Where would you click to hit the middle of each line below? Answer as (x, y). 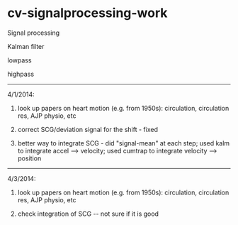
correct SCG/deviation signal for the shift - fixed (87, 129)
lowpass (19, 60)
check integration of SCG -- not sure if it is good (88, 214)
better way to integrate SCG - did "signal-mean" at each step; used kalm (124, 143)
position (29, 158)
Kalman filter (26, 46)
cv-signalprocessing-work (87, 13)
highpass (21, 74)
